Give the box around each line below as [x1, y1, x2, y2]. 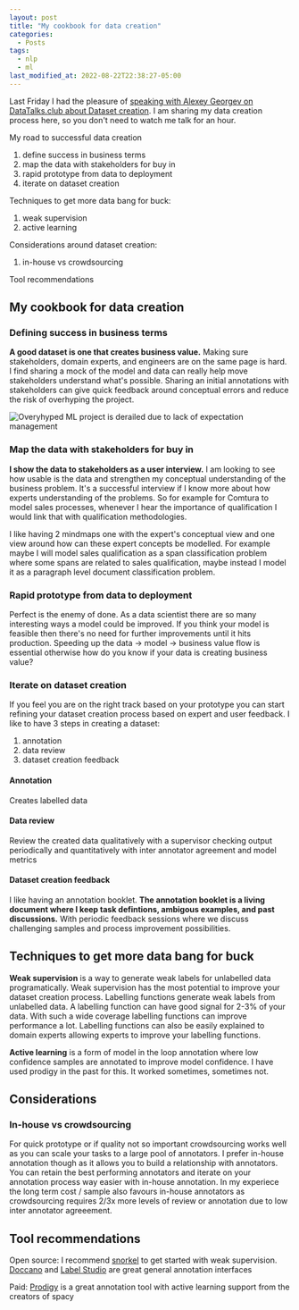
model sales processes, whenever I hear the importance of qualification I [9, 501, 278, 512]
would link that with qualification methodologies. [9, 511, 187, 522]
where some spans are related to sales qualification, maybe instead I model [9, 557, 287, 567]
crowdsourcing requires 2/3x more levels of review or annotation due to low [9, 1196, 288, 1206]
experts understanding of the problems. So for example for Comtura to [9, 492, 270, 503]
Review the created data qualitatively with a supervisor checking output [9, 835, 272, 845]
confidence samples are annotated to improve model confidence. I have [9, 1056, 274, 1067]
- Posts [17, 38, 46, 47]
